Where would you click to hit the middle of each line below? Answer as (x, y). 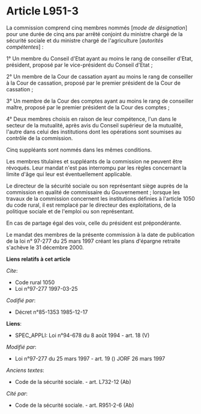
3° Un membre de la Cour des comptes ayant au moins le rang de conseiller (100, 101)
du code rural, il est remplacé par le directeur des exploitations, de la (91, 205)
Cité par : (17, 393)
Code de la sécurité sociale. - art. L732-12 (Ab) (73, 382)
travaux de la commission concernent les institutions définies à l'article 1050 (100, 198)
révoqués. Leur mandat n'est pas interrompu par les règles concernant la (97, 168)
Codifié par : (21, 300)
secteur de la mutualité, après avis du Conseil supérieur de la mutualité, (94, 125)
